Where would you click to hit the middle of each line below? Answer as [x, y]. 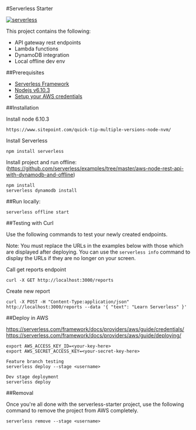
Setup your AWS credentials [49, 96]
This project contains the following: [49, 31]
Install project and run [32, 162]
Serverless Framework [42, 84]
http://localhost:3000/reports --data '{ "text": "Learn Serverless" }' [97, 307]
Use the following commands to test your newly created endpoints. [87, 234]
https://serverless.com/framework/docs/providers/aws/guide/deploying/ [94, 335]
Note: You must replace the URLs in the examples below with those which [95, 246]
